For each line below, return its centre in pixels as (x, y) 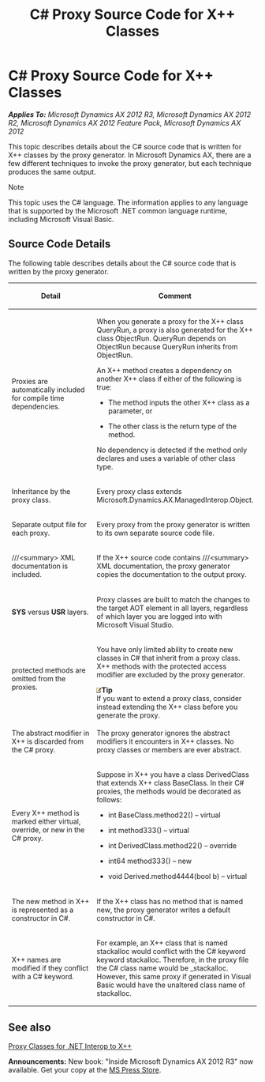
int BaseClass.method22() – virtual (164, 815)
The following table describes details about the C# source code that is (122, 263)
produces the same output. (52, 172)
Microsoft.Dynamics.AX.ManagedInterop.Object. (175, 500)
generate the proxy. (128, 715)
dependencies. (36, 406)
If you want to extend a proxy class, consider (169, 698)
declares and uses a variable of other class (166, 458)
